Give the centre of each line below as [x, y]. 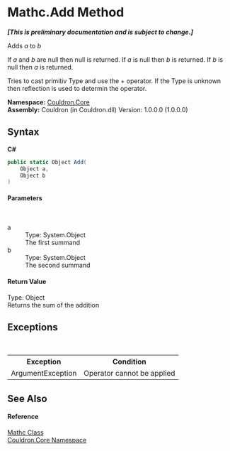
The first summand [53, 243]
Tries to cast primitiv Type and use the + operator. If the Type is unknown [114, 81]
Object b [33, 175]
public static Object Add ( [47, 162]
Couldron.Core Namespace [47, 440]
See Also [27, 398]
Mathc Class [25, 433]
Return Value [27, 282]
